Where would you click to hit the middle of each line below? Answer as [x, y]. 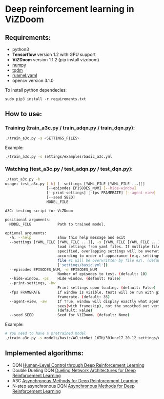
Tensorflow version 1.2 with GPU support [54, 54]
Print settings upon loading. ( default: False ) [107, 288]
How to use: [24, 114]
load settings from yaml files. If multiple [103, 247]
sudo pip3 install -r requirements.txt [46, 99]
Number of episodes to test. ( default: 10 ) [102, 274]
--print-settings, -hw [32, 283]
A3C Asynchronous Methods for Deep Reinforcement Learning [75, 380]
